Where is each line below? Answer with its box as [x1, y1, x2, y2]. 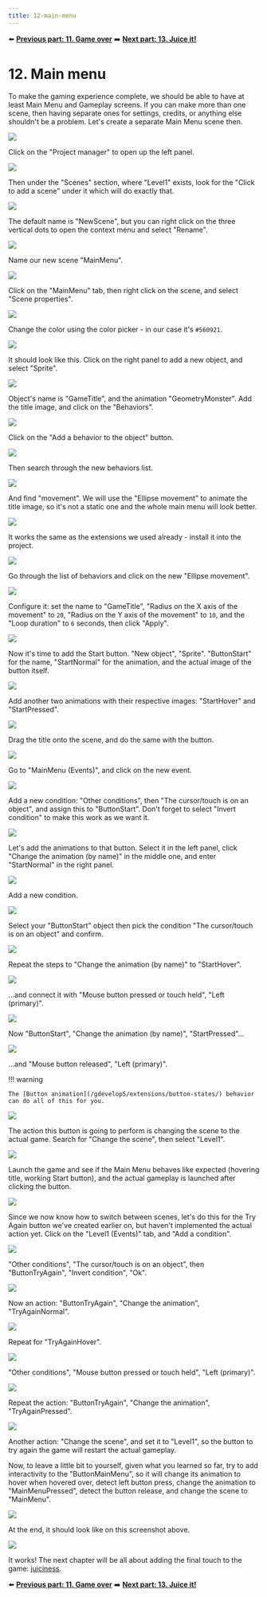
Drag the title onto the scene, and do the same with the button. [8, 735, 214, 744]
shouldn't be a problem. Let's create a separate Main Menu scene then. [8, 116, 243, 126]
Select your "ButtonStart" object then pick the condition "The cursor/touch [8, 920, 253, 930]
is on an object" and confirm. [8, 929, 104, 939]
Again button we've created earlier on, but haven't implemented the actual [8, 1220, 253, 1230]
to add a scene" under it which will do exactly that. [8, 186, 175, 195]
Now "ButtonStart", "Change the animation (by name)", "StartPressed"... [8, 1029, 245, 1038]
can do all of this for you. [8, 1097, 105, 1105]
